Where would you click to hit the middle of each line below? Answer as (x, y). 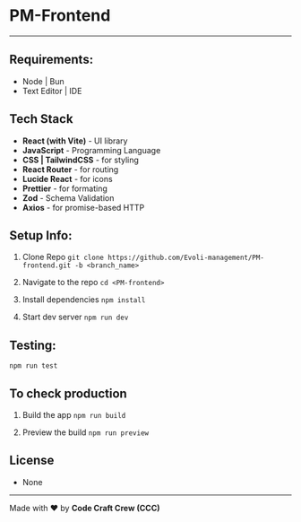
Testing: (33, 345)
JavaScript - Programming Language (91, 150)
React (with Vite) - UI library (75, 141)
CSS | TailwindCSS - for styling (80, 160)
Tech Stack (41, 119)
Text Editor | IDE (52, 91)
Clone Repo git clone (63, 257)
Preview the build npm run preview (86, 432)
